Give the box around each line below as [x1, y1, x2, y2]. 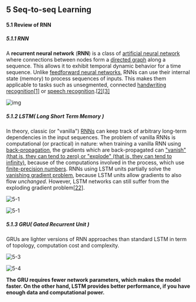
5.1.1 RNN [6, 35, 30, 42]
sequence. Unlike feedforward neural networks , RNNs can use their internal [6, 68, 190, 76]
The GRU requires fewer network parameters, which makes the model [6, 276, 181, 283]
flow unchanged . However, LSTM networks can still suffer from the [6, 178, 169, 185]
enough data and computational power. [6, 288, 105, 295]
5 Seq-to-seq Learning [6, 5, 92, 15]
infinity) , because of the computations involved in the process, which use [6, 159, 185, 166]
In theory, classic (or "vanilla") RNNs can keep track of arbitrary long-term [6, 127, 187, 134]
